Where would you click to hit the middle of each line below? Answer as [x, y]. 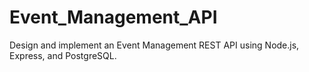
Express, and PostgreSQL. [63, 55]
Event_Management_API [113, 17]
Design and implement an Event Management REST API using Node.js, [154, 45]
